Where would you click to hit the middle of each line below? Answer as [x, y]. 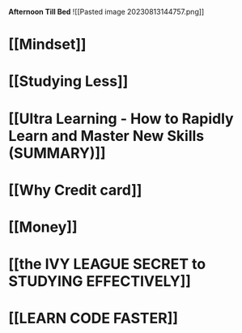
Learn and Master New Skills [106, 136]
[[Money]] [43, 227]
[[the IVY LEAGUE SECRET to [107, 265]
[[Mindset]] [47, 45]
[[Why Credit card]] [75, 190]
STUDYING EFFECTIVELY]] [100, 282]
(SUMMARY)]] [57, 153]
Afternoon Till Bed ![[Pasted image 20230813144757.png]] [106, 12]
